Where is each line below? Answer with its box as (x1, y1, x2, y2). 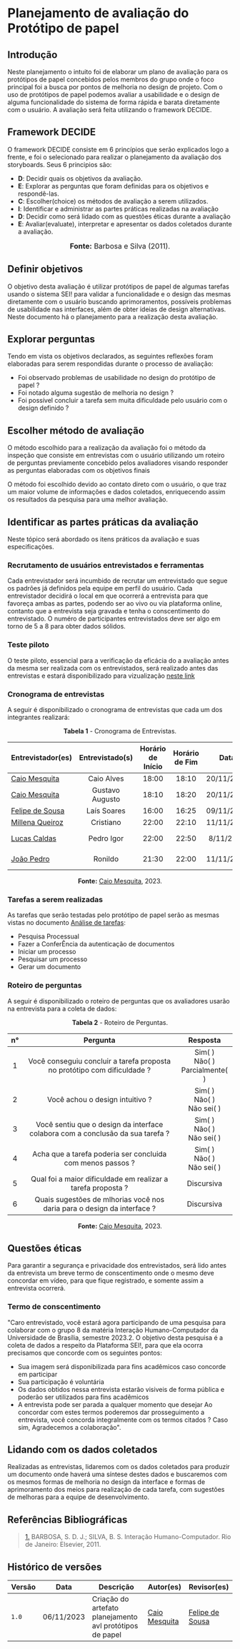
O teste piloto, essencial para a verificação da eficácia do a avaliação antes (7, 656, 229, 665)
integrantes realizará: (7, 713, 70, 721)
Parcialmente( (181, 1065, 229, 1075)
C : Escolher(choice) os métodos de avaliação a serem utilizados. (17, 196, 209, 205)
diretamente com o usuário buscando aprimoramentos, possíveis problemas (7, 297, 232, 306)
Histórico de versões (7, 1560, 102, 1573)
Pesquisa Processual (17, 932, 80, 941)
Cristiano (90, 817, 121, 827)
